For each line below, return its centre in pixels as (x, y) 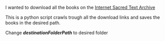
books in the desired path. (33, 23)
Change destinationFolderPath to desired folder (57, 33)
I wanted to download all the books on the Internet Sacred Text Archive (80, 7)
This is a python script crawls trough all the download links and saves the (83, 17)
